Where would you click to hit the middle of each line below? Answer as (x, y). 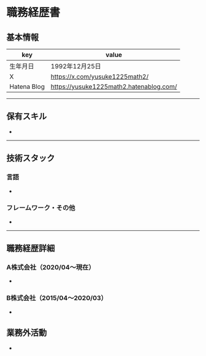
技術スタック (31, 158)
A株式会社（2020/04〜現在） (51, 268)
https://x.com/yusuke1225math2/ (100, 76)
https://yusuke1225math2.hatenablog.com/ (114, 87)
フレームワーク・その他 (41, 208)
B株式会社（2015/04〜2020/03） (57, 298)
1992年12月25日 (76, 66)
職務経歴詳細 (31, 248)
